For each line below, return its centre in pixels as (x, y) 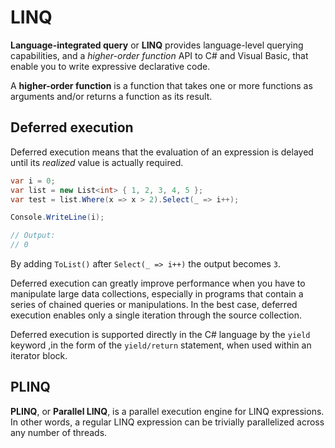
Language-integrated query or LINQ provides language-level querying (157, 45)
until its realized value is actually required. (97, 162)
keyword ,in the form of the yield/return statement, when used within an (161, 345)
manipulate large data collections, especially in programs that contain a (157, 294)
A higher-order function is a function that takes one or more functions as (161, 85)
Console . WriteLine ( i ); (57, 217)
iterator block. (39, 355)
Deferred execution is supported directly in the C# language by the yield (160, 334)
